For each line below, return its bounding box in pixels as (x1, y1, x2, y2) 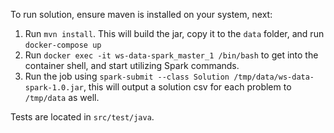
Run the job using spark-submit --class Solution (24, 70, 230, 82)
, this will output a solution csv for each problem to (83, 81, 292, 93)
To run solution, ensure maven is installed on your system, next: (10, 9, 273, 20)
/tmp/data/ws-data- (233, 72, 315, 82)
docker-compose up (24, 40, 102, 50)
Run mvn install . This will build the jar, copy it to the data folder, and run (24, 28, 325, 39)
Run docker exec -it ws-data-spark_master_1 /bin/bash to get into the (24, 49, 319, 61)
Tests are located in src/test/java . (10, 111, 155, 123)
